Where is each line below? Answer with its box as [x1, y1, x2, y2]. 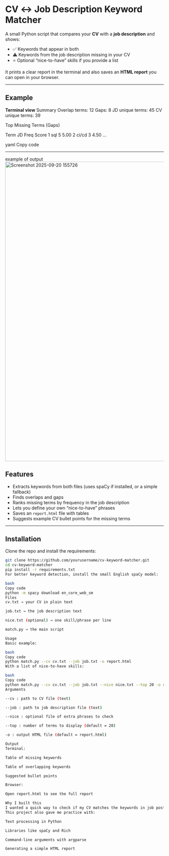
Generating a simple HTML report [5, 846, 75, 851]
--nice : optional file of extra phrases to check [5, 714, 114, 719]
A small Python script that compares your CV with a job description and [5, 31, 155, 37]
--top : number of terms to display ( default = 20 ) [5, 723, 116, 728]
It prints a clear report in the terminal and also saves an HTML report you [5, 69, 157, 75]
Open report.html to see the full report [5, 792, 94, 797]
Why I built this [5, 801, 42, 806]
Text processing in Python [5, 819, 62, 824]
